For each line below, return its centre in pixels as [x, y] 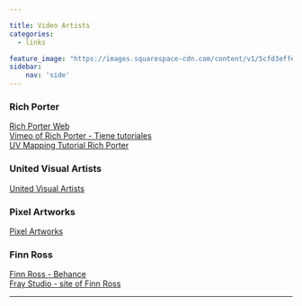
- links [32, 42]
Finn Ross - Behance [48, 274]
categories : [31, 34]
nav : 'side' [48, 76]
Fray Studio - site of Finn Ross [65, 283]
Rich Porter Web [40, 126]
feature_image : [38, 58]
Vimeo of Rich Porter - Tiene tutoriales [81, 136]
